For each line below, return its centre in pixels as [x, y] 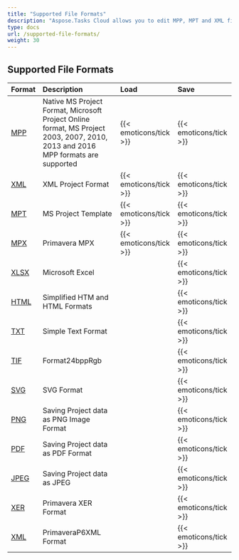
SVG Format [63, 390]
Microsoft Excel [68, 272]
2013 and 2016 [69, 145]
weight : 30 [23, 41]
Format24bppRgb [72, 361]
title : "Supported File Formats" [57, 14]
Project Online [66, 119]
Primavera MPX [68, 243]
